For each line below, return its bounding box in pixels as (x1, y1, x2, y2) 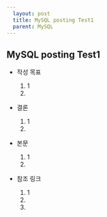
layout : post (13, 10, 51, 17)
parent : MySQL (13, 23, 53, 30)
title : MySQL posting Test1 (13, 17, 94, 24)
